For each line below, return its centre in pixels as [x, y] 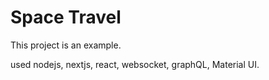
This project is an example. [66, 45]
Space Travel [66, 17]
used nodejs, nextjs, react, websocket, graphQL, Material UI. [135, 64]
